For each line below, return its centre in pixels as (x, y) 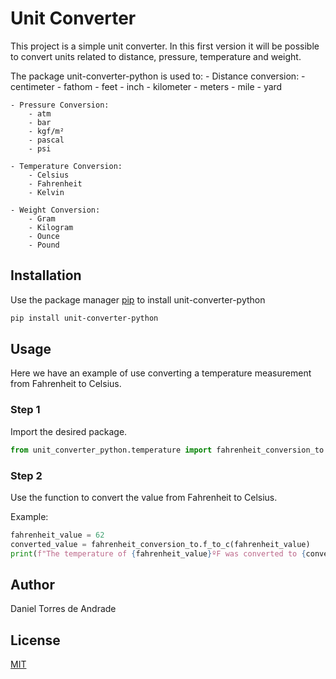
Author (32, 584)
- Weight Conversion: (55, 210)
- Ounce (44, 236)
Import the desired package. (69, 431)
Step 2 (26, 475)
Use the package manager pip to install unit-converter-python (138, 299)
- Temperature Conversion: (66, 166)
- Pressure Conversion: (60, 105)
